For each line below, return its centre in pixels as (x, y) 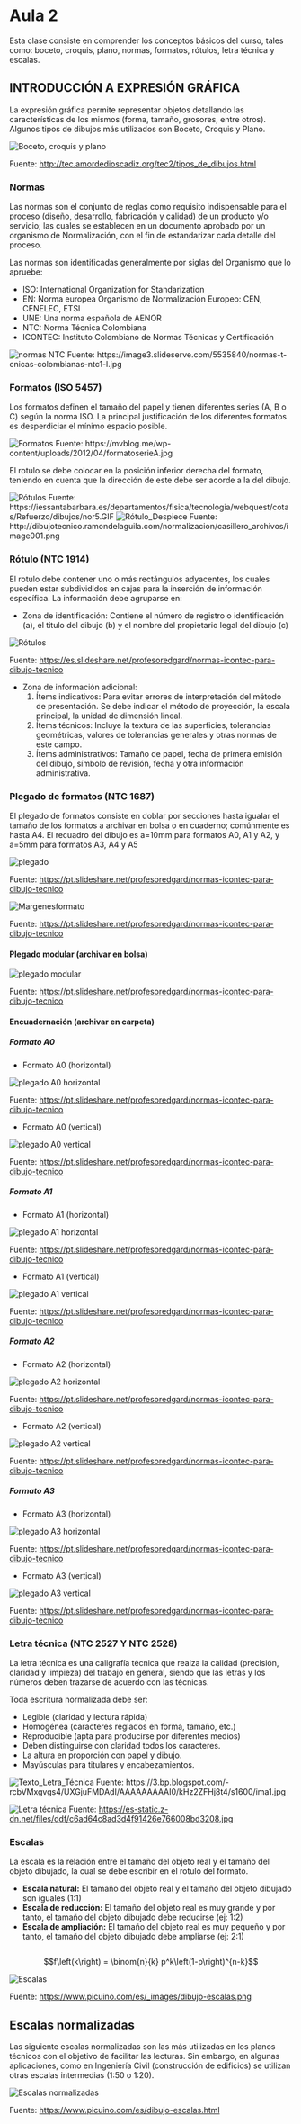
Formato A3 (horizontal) (66, 1514)
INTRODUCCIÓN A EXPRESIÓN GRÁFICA (125, 88)
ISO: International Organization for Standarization (113, 290)
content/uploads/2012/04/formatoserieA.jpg (91, 453)
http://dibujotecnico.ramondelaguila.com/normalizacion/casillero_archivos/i (149, 526)
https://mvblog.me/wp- (128, 444)
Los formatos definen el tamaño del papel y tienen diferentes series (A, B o (148, 407)
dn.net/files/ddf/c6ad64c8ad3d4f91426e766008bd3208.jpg (121, 1818)
